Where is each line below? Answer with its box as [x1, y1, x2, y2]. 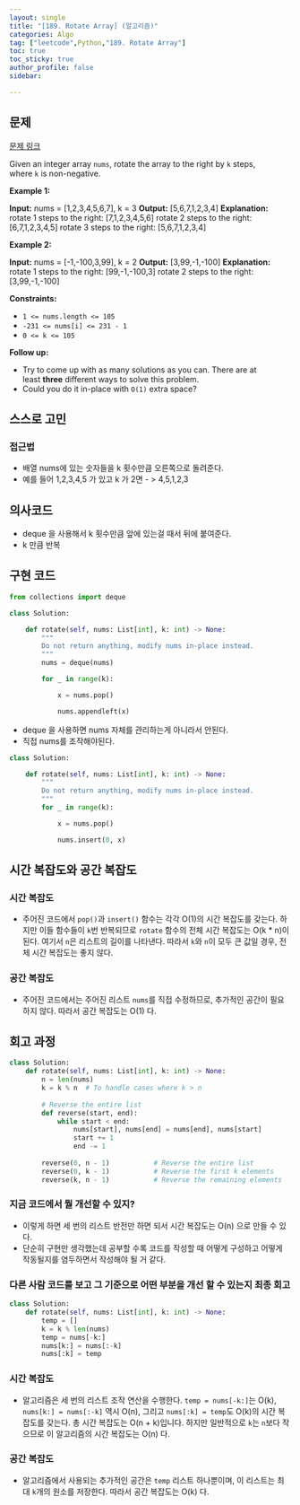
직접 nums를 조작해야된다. [21, 735, 115, 746]
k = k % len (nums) [41, 1325, 110, 1334]
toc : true [9, 47, 47, 56]
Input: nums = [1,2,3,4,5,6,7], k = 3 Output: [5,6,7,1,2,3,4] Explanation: [9, 203, 269, 214]
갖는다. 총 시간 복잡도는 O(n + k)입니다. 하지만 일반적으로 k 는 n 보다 [46, 1417, 280, 1428]
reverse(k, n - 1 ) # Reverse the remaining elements [41, 1175, 282, 1185]
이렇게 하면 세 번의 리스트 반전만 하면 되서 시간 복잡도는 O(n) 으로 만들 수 [21, 1220, 278, 1230]
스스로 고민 [9, 411, 67, 426]
